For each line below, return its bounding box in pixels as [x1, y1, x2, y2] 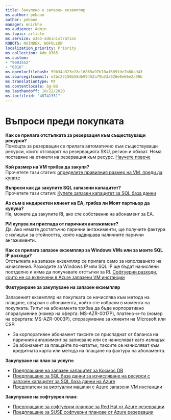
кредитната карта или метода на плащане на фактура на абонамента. [12, 348, 166, 354]
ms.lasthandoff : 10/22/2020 [5, 88, 65, 94]
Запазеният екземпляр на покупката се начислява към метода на [5, 294, 150, 300]
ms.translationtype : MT [5, 79, 56, 84]
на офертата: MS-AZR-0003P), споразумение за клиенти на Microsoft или [5, 316, 166, 322]
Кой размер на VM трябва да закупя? [5, 164, 89, 170]
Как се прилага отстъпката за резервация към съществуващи [5, 132, 146, 138]
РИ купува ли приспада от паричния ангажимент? [5, 221, 119, 227]
